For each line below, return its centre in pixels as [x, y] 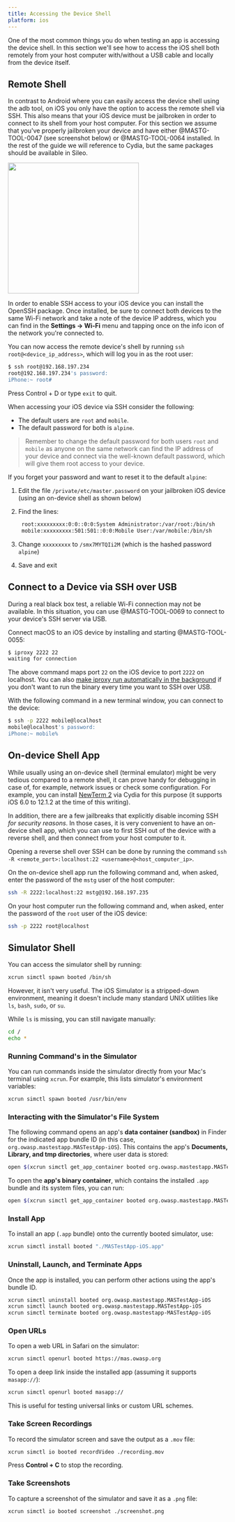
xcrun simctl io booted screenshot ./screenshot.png [86, 1511]
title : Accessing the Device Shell [60, 14]
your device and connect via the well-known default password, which [125, 456]
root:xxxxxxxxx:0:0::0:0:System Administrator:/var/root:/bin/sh [118, 524]
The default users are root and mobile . [73, 420]
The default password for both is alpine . [76, 427]
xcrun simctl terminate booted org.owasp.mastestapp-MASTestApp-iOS [109, 1313]
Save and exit [38, 565]
